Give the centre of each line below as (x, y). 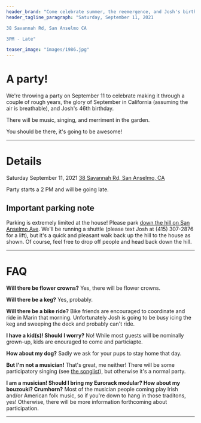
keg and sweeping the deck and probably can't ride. (71, 324)
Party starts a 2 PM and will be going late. (57, 189)
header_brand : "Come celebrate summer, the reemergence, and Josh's (93, 12)
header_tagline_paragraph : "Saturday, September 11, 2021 (80, 17)
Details (24, 161)
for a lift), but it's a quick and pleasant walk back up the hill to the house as (98, 235)
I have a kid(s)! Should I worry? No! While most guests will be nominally (95, 335)
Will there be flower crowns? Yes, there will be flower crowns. (83, 288)
